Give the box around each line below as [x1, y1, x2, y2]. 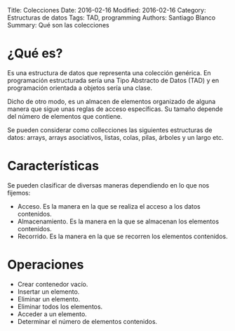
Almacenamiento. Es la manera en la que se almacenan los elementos [17, 217, 220, 226]
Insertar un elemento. [17, 287, 80, 296]
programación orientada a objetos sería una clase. [7, 84, 153, 92]
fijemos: [7, 188, 31, 197]
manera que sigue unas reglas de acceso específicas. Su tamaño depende [7, 105, 223, 113]
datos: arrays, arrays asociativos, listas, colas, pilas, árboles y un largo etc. [7, 133, 224, 141]
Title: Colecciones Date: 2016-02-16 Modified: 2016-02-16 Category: [7, 6, 206, 14]
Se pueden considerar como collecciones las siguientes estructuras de [7, 126, 213, 134]
